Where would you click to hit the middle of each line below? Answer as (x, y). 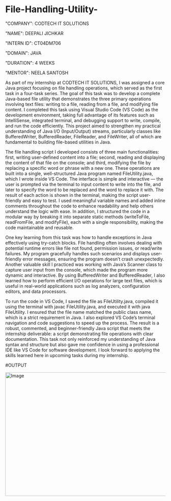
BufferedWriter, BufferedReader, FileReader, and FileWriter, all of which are (83, 136)
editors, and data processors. (36, 291)
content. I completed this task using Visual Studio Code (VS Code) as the (82, 109)
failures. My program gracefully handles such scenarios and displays (78, 253)
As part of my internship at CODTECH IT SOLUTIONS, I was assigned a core (85, 82)
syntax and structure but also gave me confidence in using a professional (82, 344)
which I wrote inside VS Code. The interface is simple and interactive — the (84, 179)
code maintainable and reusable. (39, 227)
